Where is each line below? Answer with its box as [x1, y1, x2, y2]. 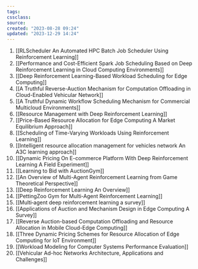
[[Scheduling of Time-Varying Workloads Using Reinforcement [15, 129, 169, 137]
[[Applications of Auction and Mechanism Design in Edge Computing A [15, 205, 190, 212]
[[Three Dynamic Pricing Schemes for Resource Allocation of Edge [15, 230, 180, 238]
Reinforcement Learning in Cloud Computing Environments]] [15, 66, 165, 73]
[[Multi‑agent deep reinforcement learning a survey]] [15, 199, 146, 206]
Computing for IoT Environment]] [15, 237, 97, 244]
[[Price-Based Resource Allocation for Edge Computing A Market [15, 117, 175, 124]
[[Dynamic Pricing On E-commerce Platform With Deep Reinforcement [15, 155, 188, 162]
